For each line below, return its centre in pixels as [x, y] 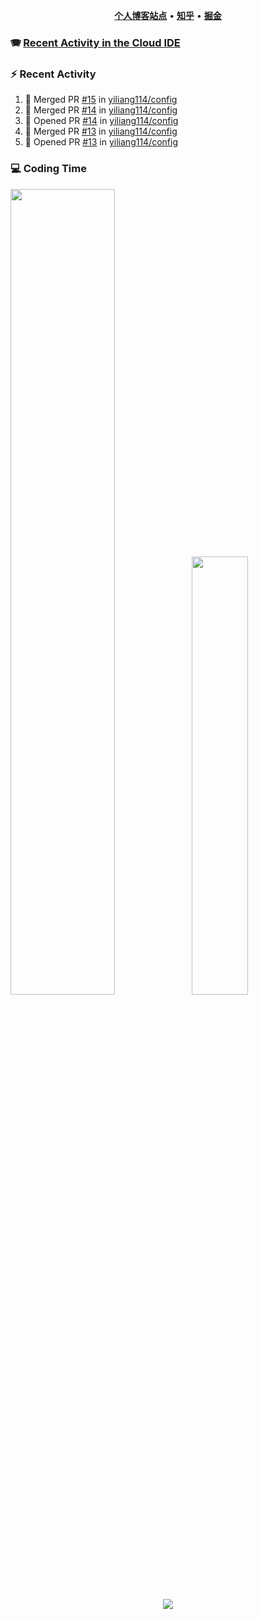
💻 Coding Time [48, 169]
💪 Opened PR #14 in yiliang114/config [101, 121]
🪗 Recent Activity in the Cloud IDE [95, 42]
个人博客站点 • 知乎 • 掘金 [168, 15]
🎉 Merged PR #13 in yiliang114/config [101, 131]
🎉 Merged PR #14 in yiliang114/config [101, 110]
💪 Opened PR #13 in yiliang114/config [101, 142]
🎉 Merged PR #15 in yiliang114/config [101, 100]
